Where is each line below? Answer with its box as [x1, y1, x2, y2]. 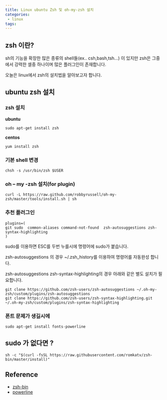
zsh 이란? [5, 41, 34, 49]
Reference [5, 371, 38, 379]
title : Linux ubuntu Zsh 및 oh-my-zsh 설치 [5, 7, 94, 12]
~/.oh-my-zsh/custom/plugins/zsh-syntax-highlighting [5, 300, 120, 305]
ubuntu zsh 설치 [5, 88, 55, 96]
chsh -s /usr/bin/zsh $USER [5, 168, 64, 173]
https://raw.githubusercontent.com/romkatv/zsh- [49, 353, 153, 358]
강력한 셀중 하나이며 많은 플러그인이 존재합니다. [14, 61, 106, 67]
